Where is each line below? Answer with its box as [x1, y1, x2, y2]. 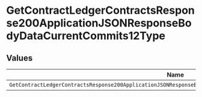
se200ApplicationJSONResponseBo [6, 16, 192, 30]
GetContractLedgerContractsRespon [6, 4, 195, 17]
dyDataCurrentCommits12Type [6, 29, 165, 43]
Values [6, 53, 33, 63]
